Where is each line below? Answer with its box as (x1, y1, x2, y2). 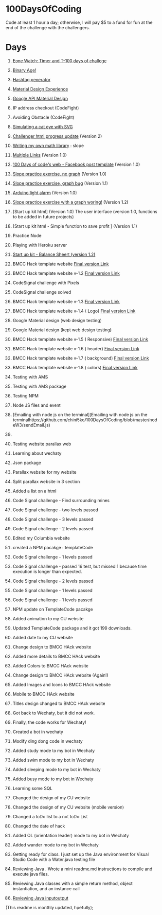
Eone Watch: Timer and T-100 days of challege (12, 57, 107, 64)
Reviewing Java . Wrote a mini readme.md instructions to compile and (12, 866, 153, 872)
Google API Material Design (12, 95, 68, 101)
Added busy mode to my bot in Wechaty (12, 776, 94, 782)
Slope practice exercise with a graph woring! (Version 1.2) (12, 199, 128, 205)
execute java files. (12, 871, 49, 877)
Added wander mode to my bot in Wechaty (12, 842, 99, 847)
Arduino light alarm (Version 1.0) (12, 190, 77, 196)
